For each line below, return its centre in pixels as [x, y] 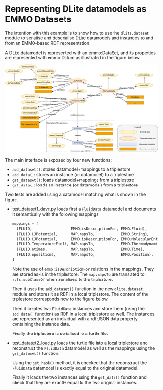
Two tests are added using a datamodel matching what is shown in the [75, 194]
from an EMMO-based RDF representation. [48, 43]
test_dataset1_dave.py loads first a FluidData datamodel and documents [84, 209]
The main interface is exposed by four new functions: [58, 160]
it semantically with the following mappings [55, 214]
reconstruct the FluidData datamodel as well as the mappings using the [83, 348]
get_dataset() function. [36, 353]
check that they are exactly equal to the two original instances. [75, 382]
